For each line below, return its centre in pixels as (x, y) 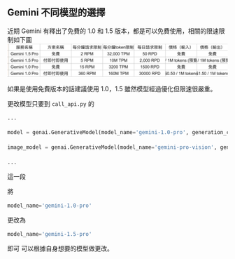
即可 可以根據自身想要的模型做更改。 (60, 248)
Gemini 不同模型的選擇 (56, 13)
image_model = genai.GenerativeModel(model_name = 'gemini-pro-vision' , (112, 147)
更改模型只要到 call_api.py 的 (51, 103)
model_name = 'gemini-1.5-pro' (50, 234)
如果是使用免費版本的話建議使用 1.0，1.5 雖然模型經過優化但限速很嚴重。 (112, 88)
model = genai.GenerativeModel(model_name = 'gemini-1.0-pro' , (98, 133)
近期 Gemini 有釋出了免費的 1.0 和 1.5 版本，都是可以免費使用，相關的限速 (113, 31)
